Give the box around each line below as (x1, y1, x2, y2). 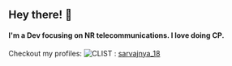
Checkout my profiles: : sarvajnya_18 (8, 48, 161, 58)
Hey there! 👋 (8, 8, 73, 22)
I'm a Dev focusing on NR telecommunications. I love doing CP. (8, 30, 225, 40)
